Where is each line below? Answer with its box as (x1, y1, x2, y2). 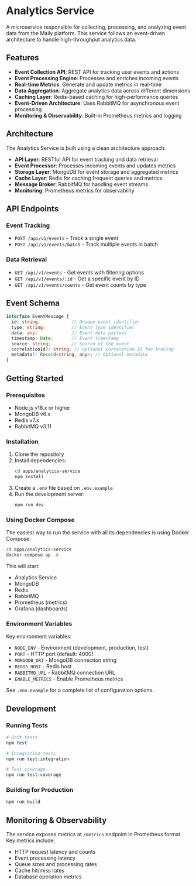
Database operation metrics (14, 873, 82, 880)
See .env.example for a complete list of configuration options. (6, 686, 154, 694)
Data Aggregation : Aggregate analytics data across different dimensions (14, 87, 191, 94)
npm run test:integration (6, 756, 69, 762)
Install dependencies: (14, 457, 67, 464)
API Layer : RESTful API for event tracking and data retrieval (14, 156, 158, 163)
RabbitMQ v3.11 (14, 423, 51, 430)
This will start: (6, 562, 40, 569)
